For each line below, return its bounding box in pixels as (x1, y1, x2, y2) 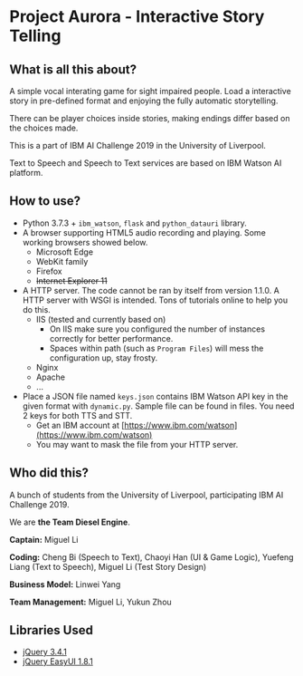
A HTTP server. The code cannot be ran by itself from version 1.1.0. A (22, 285, 280, 295)
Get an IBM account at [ (35, 420, 125, 430)
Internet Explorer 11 (35, 275, 108, 286)
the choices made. (9, 122, 79, 133)
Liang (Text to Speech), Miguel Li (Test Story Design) (9, 561, 207, 572)
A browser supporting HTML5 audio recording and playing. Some (22, 227, 267, 237)
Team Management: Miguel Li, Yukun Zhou (9, 596, 172, 607)
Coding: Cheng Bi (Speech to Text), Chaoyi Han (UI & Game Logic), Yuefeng (9, 551, 294, 563)
